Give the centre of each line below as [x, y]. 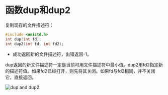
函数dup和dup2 [38, 10]
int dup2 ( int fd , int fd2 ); [35, 44]
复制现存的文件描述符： [29, 25]
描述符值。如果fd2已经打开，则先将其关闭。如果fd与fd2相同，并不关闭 [82, 71]
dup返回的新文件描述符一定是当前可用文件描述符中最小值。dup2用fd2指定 [82, 64]
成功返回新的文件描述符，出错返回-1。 [52, 54]
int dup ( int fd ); [23, 39]
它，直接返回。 [21, 77]
